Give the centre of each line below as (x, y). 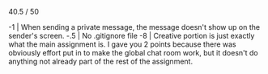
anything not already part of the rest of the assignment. (100, 61)
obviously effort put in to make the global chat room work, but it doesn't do (133, 53)
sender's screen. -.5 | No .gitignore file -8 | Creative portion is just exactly (132, 36)
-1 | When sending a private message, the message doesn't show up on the (134, 27)
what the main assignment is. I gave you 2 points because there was (122, 44)
